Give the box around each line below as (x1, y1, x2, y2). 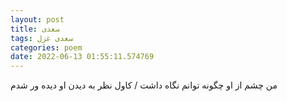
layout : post (10, 14, 65, 25)
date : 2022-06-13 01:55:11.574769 (10, 52, 155, 62)
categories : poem (10, 42, 83, 53)
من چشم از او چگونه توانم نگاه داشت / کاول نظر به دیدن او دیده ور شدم (10, 79, 278, 91)
